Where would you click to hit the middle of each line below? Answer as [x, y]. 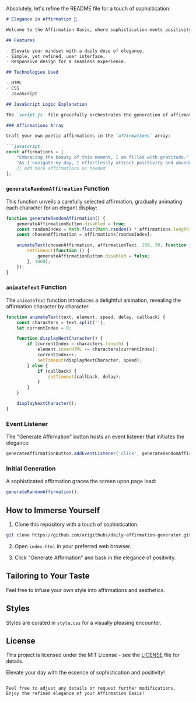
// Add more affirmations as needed [61, 168]
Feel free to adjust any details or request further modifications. [91, 689]
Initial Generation [31, 469]
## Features [20, 40]
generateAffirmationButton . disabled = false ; [93, 256]
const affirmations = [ [35, 152]
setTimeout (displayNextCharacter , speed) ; [90, 360]
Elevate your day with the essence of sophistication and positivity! [85, 673]
